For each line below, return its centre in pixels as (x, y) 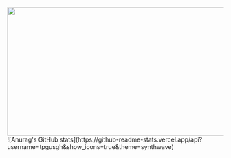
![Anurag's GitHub (33, 139)
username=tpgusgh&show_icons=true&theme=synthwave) (90, 147)
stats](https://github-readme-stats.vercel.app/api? (131, 139)
